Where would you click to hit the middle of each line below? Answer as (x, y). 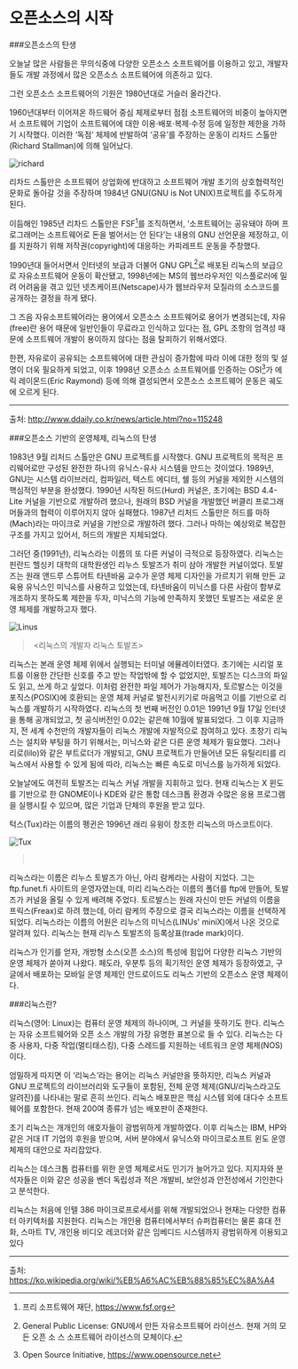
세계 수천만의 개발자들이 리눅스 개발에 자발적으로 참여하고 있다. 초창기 (151, 731)
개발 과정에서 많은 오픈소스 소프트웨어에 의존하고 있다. (119, 74)
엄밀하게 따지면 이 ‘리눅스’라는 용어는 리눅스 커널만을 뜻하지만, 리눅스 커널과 (140, 1075)
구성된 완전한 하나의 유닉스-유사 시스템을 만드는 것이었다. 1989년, (161, 468)
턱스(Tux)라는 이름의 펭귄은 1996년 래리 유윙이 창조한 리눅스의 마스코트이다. (141, 824)
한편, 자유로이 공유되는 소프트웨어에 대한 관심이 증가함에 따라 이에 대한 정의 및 (144, 358)
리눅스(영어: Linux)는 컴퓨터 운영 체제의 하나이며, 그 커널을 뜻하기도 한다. (135, 1022)
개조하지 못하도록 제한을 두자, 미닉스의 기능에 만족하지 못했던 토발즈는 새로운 (142, 597)
